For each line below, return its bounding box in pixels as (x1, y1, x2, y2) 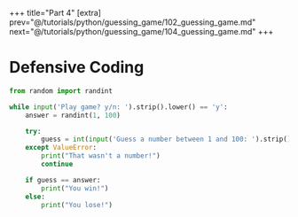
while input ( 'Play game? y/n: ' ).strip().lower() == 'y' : (9, 102, 228, 112)
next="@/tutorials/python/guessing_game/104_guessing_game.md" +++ (9, 27, 274, 36)
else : (25, 192, 46, 201)
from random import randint (9, 86, 114, 96)
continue (41, 159, 74, 169)
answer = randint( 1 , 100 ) (25, 111, 122, 120)
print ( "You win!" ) (41, 183, 109, 193)
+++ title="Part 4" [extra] (9, 8, 102, 18)
